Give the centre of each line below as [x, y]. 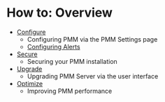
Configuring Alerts [54, 46]
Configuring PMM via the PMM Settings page [92, 39]
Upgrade [29, 69]
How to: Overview [60, 13]
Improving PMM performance [70, 91]
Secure [27, 54]
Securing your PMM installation [72, 61]
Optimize [30, 83]
